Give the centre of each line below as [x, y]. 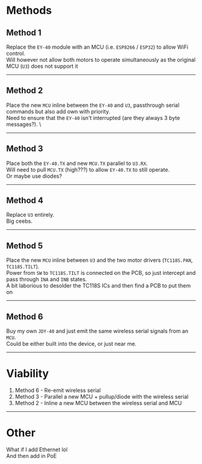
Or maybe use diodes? [34, 176]
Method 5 [25, 246]
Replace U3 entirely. [30, 215]
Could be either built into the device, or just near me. [72, 344]
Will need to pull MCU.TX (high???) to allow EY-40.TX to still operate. [88, 169]
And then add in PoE [32, 456]
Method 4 [25, 201]
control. [16, 53]
